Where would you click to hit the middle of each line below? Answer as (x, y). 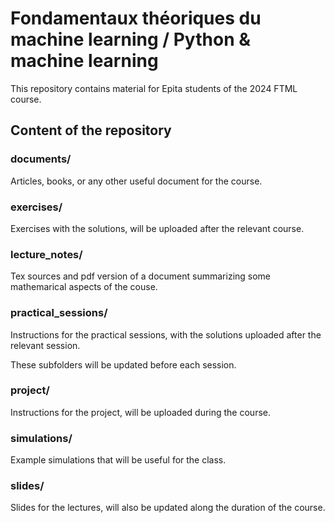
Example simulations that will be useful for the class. (118, 460)
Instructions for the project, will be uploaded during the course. (140, 412)
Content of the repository (91, 130)
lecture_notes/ (46, 254)
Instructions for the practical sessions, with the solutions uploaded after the (166, 334)
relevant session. (45, 345)
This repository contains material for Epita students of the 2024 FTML (154, 88)
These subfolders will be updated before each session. (123, 364)
